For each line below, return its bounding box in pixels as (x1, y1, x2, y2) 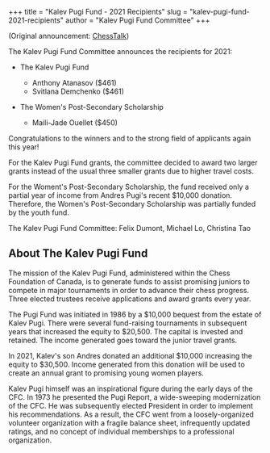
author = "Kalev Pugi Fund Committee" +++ (65, 15, 210, 25)
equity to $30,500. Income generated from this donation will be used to (8, 359, 246, 369)
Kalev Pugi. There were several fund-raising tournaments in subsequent (8, 318, 247, 328)
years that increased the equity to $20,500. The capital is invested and (8, 326, 243, 336)
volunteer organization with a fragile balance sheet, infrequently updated (8, 417, 251, 427)
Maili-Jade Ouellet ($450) (31, 118, 118, 128)
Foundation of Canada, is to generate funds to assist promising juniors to (8, 276, 250, 286)
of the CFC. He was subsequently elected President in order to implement (8, 401, 254, 410)
